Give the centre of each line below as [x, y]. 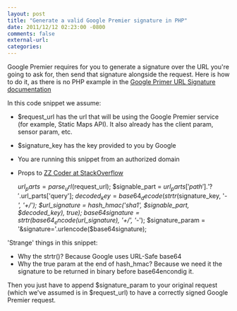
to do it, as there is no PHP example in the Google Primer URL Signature [111, 82]
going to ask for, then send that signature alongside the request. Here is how [119, 74]
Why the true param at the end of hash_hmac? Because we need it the [120, 264]
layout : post [26, 14]
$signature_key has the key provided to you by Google [97, 145]
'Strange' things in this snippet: [53, 243]
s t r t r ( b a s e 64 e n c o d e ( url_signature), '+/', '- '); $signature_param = [111, 221]
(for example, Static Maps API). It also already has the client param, [115, 124]
